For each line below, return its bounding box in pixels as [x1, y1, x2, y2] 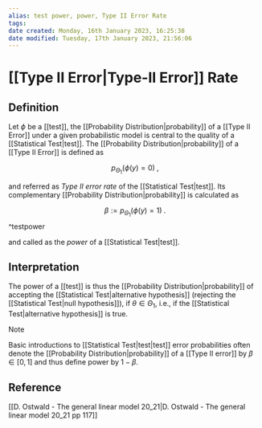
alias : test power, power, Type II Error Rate [8, 11, 167, 20]
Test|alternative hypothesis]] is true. [8, 309, 129, 319]
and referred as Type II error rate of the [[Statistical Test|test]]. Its [8, 181, 226, 191]
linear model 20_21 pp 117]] [8, 410, 98, 420]
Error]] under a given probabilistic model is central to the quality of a [8, 130, 235, 141]
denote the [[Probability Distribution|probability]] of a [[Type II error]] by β [8, 349, 253, 358]
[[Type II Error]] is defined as [8, 148, 104, 157]
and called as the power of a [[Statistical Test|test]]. [8, 237, 180, 247]
